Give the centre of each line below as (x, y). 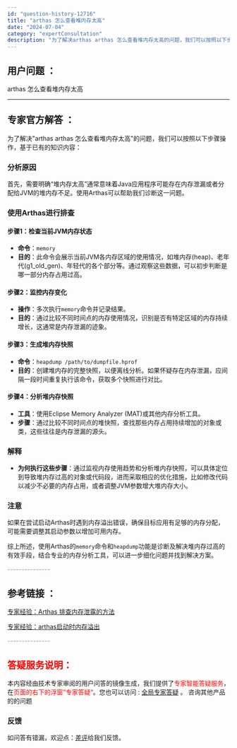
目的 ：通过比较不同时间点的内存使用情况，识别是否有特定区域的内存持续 (122, 318)
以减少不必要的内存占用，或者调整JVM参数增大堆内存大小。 (105, 486)
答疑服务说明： (40, 665)
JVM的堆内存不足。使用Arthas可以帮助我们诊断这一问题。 (104, 193)
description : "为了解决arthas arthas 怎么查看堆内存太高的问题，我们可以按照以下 (117, 40)
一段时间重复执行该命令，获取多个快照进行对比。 (95, 379)
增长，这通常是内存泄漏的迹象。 (64, 327)
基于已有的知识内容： (50, 147)
